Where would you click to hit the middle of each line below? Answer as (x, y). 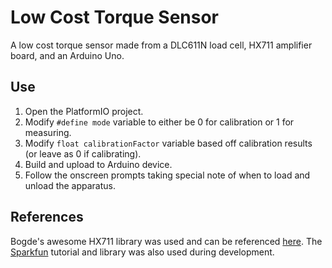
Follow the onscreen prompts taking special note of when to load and (167, 175)
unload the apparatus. (70, 185)
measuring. (48, 132)
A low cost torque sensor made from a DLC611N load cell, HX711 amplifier (161, 45)
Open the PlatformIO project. (84, 111)
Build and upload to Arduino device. (98, 164)
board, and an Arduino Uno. (67, 55)
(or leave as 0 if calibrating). (83, 153)
